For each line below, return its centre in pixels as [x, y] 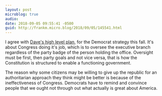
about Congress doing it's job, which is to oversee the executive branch [78, 47]
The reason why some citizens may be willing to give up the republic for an [81, 72]
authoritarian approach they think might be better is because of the [73, 78]
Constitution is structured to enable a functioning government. [68, 63]
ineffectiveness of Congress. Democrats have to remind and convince [76, 83]
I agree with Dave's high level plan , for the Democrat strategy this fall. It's [80, 42]
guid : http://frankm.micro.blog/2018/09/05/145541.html [64, 28]
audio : [12, 19]
